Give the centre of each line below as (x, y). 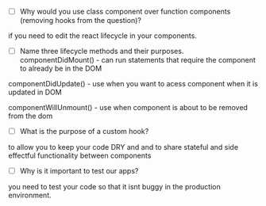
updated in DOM (35, 92)
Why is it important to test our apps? (79, 171)
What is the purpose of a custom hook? (84, 132)
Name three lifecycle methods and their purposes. (102, 51)
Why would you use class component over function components (125, 11)
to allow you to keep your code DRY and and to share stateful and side (123, 147)
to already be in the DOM (61, 69)
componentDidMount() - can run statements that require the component (138, 60)
